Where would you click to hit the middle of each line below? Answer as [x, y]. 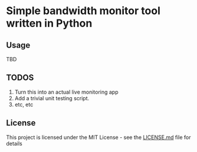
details [14, 143]
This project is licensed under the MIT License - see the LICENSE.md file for [98, 137]
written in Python [49, 23]
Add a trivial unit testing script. [52, 98]
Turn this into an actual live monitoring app [67, 92]
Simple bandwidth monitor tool [83, 11]
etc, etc [24, 104]
